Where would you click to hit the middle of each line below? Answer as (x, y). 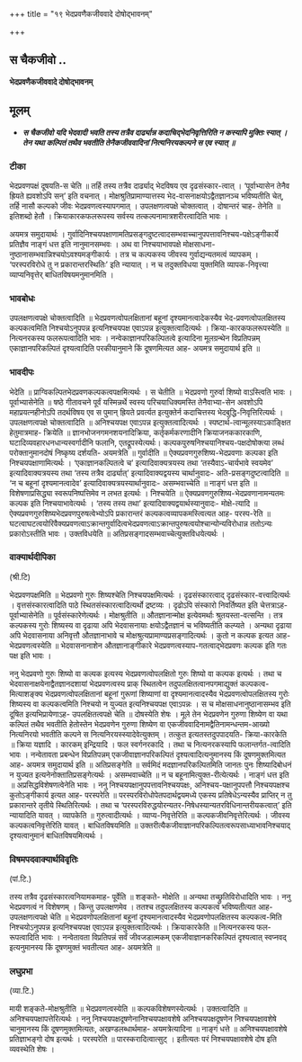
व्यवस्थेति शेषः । (32, 1049)
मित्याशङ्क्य (26, 693)
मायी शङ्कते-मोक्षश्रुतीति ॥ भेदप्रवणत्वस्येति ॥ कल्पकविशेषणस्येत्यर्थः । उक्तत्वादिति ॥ (129, 1009)
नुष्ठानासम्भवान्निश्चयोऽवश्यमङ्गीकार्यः (60, 254)
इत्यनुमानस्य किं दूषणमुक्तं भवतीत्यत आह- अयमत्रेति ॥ (84, 948)
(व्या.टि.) (22, 991)
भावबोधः (22, 299)
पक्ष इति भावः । (31, 656)
